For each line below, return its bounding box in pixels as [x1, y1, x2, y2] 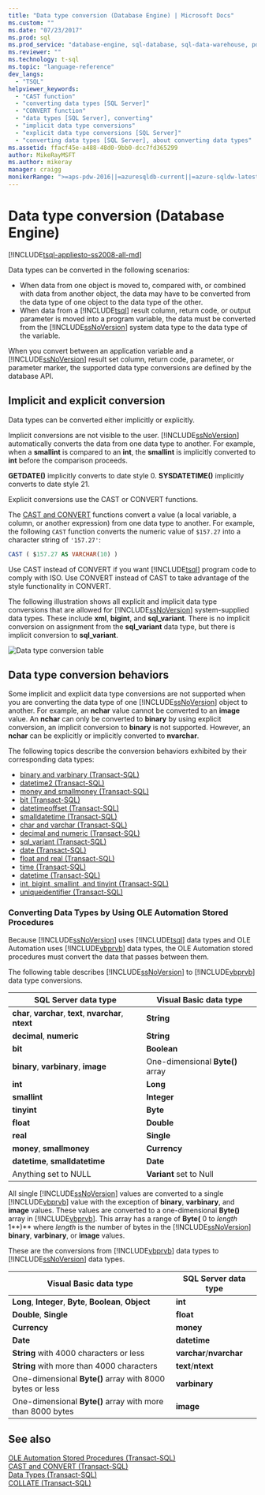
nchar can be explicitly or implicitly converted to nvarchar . [8, 731, 200, 740]
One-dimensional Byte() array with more [12, 1396, 164, 1407]
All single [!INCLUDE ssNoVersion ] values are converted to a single [8, 1189, 224, 1198]
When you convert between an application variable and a [8, 346, 194, 355]
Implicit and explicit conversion [8, 394, 166, 407]
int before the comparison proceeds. [8, 455, 128, 465]
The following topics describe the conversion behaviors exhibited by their [8, 747, 247, 756]
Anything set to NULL [12, 1168, 91, 1179]
